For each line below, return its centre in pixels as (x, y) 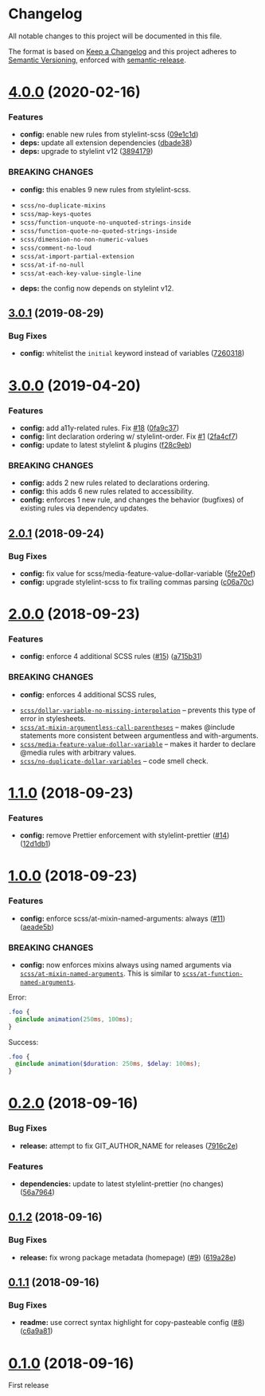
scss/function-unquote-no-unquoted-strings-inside (105, 223)
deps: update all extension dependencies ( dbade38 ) (106, 143)
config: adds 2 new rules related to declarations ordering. (115, 483)
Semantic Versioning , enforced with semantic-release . (97, 60)
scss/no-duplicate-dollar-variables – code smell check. (114, 761)
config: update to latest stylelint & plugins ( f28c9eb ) (106, 444)
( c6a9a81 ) (36, 1331)
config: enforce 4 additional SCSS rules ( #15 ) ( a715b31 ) (111, 657)
